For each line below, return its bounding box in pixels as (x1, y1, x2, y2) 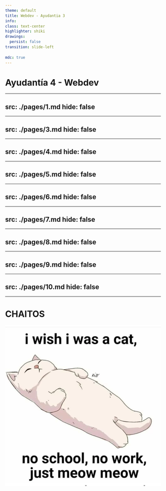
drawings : (5, 34, 26, 39)
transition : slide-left (5, 45, 54, 49)
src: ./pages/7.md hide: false (5, 215, 95, 224)
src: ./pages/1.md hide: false (5, 102, 95, 111)
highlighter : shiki (5, 29, 45, 34)
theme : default (5, 8, 37, 13)
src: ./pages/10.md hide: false (5, 283, 100, 292)
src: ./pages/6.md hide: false (5, 193, 96, 201)
